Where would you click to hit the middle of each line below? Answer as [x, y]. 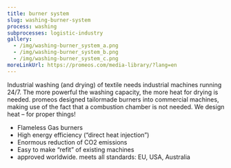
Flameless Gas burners [50, 127]
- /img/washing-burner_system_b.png [66, 53]
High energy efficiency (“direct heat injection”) [83, 135]
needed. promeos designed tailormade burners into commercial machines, [113, 99]
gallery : [20, 39]
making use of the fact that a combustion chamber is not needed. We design [116, 106]
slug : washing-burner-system [49, 20]
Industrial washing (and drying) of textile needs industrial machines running [114, 84]
